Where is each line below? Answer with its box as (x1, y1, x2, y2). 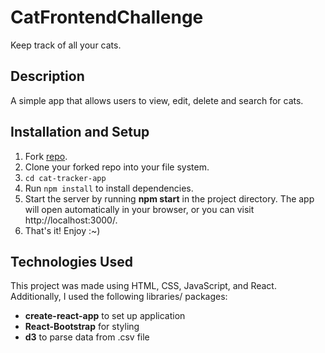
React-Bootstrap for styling (24, 321, 140, 333)
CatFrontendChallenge (10, 6, 204, 29)
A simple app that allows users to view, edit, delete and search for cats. (10, 94, 304, 106)
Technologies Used (10, 253, 133, 270)
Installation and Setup (10, 124, 150, 141)
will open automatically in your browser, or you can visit (24, 203, 255, 215)
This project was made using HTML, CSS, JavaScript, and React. (10, 280, 277, 292)
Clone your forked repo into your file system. (24, 161, 210, 173)
